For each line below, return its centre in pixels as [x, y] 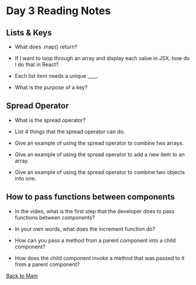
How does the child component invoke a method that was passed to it [99, 258]
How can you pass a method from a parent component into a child [95, 240]
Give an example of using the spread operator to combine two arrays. [99, 143]
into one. [25, 178]
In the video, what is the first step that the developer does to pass [94, 211]
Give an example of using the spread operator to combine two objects [99, 172]
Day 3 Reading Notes [58, 11]
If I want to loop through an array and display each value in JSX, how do [102, 58]
